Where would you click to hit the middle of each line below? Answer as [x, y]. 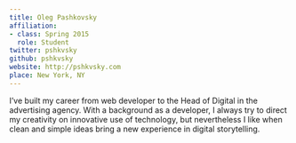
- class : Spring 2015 [49, 34]
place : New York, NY [48, 75]
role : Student [43, 42]
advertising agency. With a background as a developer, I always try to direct [148, 110]
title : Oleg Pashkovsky [53, 17]
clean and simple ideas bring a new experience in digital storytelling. [135, 129]
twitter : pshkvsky [43, 51]
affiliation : [33, 26]
